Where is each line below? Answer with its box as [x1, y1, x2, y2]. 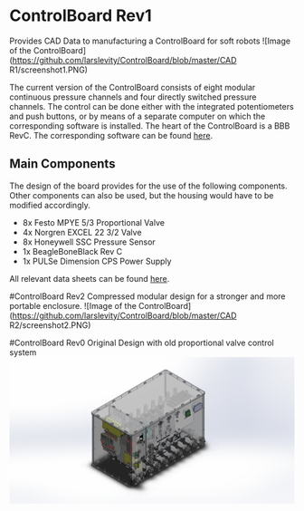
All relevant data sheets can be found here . [9, 273, 170, 284]
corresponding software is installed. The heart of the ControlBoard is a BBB [9, 120, 290, 131]
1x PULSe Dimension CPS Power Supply [22, 255, 172, 266]
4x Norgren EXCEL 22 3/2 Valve [22, 227, 142, 237]
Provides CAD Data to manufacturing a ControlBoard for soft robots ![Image [9, 35, 291, 46]
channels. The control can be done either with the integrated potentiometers [9, 101, 294, 111]
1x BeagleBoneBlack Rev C [22, 246, 123, 256]
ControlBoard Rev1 [9, 5, 152, 26]
